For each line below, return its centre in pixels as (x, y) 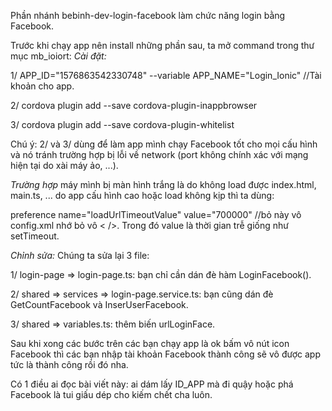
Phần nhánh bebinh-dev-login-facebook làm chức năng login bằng (148, 15)
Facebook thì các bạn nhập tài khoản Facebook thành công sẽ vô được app (165, 354)
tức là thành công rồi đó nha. (69, 364)
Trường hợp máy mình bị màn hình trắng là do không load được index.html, (163, 184)
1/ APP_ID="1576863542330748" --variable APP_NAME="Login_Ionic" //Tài (166, 75)
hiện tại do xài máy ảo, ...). (64, 165)
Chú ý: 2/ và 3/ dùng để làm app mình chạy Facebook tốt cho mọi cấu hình (164, 144)
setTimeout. (35, 236)
